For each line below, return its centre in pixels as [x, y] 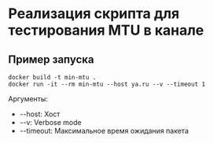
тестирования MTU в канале [106, 30]
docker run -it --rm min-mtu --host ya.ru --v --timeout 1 [107, 84]
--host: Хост [40, 114]
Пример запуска [51, 59]
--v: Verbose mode [50, 122]
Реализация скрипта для [94, 14]
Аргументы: [28, 99]
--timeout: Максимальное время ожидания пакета [104, 131]
